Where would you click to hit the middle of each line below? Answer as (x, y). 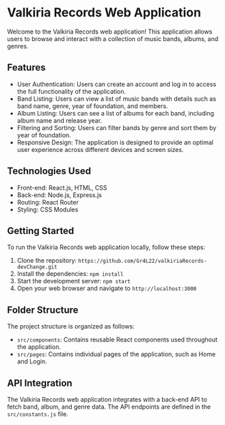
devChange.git (37, 267)
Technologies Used (49, 171)
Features (26, 67)
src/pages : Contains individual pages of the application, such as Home (116, 355)
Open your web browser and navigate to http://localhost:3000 (107, 288)
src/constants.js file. (38, 414)
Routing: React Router (48, 202)
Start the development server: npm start (74, 281)
